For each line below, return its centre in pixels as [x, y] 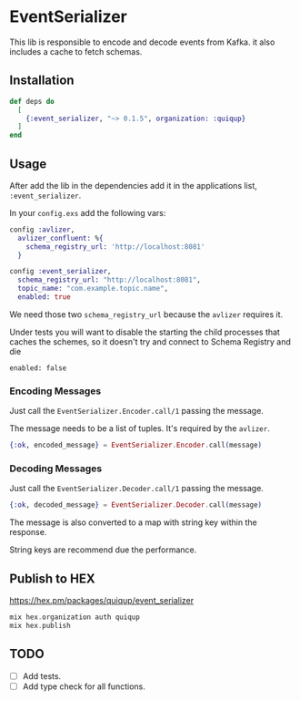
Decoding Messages [56, 469]
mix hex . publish [40, 625]
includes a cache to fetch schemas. [76, 51]
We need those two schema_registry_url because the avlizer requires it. [146, 314]
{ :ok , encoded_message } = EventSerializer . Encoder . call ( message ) [136, 445]
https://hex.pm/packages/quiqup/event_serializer [102, 601]
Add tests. [42, 675]
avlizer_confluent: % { [60, 238]
